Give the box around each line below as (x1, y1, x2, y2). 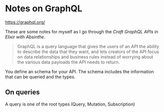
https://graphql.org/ (5, 19, 45, 25)
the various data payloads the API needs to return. (17, 59, 120, 65)
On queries (5, 88, 40, 96)
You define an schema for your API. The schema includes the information (5, 68, 154, 74)
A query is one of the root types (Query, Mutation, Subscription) (5, 101, 135, 107)
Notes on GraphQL (5, 3, 82, 14)
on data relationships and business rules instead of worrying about (17, 54, 154, 59)
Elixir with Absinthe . (5, 34, 45, 40)
